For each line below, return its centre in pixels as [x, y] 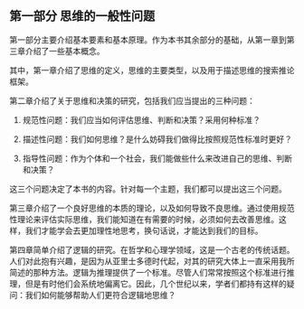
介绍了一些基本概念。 [65, 51]
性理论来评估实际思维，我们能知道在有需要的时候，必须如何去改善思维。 [144, 219]
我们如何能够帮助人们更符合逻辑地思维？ [100, 295]
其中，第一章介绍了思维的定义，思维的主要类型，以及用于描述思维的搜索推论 [152, 70]
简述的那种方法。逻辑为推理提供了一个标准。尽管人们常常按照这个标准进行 [148, 272]
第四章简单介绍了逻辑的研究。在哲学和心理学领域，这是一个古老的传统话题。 [152, 249]
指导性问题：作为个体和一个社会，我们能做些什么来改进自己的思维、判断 [157, 158]
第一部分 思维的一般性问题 [82, 16]
